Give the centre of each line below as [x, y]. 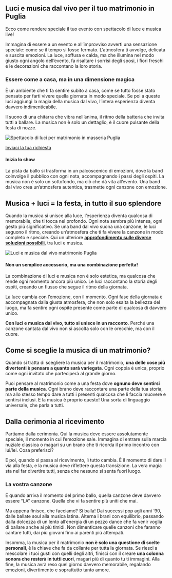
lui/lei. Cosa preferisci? [30, 450]
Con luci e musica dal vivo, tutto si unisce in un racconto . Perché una [80, 323]
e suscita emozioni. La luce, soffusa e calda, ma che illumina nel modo [80, 55]
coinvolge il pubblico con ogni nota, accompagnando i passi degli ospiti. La [85, 176]
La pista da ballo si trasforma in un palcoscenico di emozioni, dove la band [84, 171]
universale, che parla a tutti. [35, 406]
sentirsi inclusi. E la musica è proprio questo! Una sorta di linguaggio [78, 400]
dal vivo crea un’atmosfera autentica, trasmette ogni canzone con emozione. [86, 187]
